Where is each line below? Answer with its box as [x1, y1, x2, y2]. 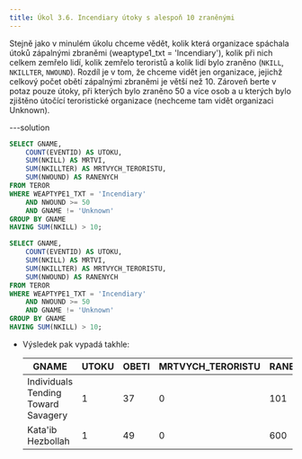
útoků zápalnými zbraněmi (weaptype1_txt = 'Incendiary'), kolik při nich [9, 47, 273, 58]
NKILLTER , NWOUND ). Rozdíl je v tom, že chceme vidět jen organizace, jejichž [9, 66, 283, 77]
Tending [26, 386, 62, 399]
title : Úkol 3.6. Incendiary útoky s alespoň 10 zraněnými [9, 13, 235, 22]
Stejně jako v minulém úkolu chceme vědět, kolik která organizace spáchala [9, 38, 289, 49]
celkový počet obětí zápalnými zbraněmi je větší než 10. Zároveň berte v [9, 75, 277, 86]
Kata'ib [26, 423, 58, 436]
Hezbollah [26, 435, 70, 447]
